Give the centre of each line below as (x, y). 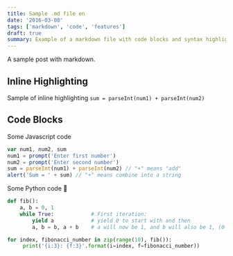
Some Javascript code (39, 136)
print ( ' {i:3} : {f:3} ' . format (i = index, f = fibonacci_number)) (111, 246)
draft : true (24, 33)
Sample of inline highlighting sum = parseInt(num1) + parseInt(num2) (106, 97)
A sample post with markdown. (51, 59)
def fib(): (23, 201)
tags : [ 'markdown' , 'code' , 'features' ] (67, 26)
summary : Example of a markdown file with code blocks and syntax (105, 40)
